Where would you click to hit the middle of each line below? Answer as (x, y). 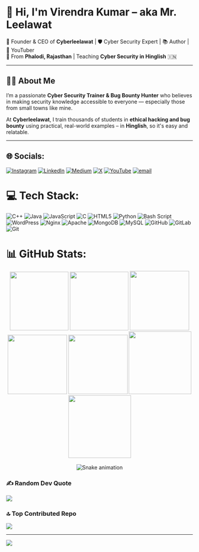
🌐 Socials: (25, 156)
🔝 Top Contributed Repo (41, 513)
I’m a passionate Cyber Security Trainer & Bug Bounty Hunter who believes (99, 95)
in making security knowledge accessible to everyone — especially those (96, 101)
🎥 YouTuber (20, 50)
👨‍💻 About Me (31, 81)
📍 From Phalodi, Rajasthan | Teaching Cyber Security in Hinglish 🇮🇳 (92, 56)
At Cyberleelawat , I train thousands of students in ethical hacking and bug (98, 119)
